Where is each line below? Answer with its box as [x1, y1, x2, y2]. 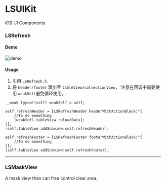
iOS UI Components [5, 20, 45, 26]
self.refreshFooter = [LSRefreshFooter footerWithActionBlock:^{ [5, 135, 142, 140]
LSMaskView [5, 164, 38, 171]
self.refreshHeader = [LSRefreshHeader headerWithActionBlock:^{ [5, 109, 142, 114]
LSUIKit [5, 3, 37, 15]
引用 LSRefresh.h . [12, 78, 48, 84]
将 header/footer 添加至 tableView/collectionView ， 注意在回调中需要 [12, 84, 156, 90]
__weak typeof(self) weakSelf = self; [5, 100, 85, 106]
